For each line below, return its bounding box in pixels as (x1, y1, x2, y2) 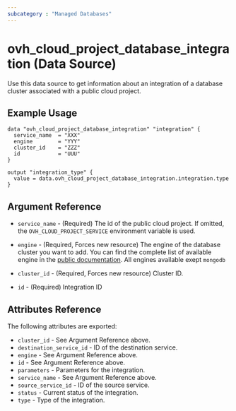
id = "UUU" (13, 150, 81, 157)
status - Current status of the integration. (17, 388, 139, 396)
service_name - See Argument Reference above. (17, 374, 157, 381)
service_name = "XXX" (13, 132, 81, 139)
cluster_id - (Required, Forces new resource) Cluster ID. (17, 269, 184, 278)
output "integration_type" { (7, 169, 93, 177)
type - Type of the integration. (17, 396, 105, 404)
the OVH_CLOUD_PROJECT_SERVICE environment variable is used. (17, 227, 196, 235)
